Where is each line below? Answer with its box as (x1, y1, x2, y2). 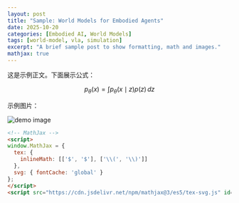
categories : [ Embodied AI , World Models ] (7, 30, 132, 38)
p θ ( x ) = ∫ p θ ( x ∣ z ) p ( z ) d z (84, 85, 155, 95)
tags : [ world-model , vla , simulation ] (7, 37, 122, 44)
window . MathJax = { (7, 142, 65, 150)
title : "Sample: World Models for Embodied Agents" (7, 17, 164, 24)
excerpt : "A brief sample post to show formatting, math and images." (7, 43, 221, 51)
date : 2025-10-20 (7, 24, 59, 31)
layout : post (7, 10, 46, 18)
